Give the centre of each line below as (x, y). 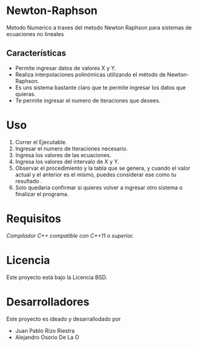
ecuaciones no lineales (35, 34)
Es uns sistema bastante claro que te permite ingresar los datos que (100, 87)
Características (36, 53)
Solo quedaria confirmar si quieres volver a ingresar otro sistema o (99, 188)
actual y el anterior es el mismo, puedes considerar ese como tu (96, 174)
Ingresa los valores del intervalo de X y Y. (67, 161)
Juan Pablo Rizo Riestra (45, 331)
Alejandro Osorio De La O (47, 337)
